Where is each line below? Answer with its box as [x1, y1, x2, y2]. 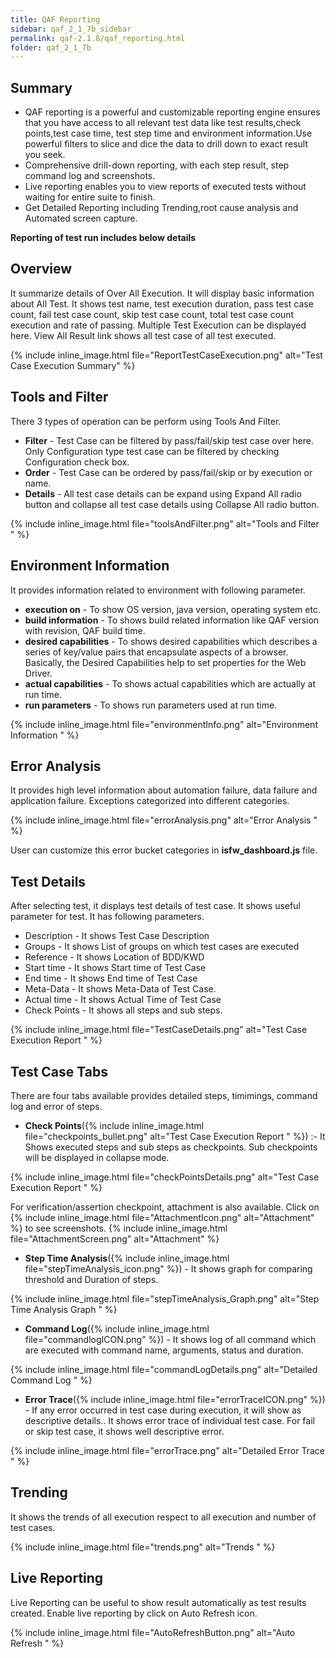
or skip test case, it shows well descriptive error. [24, 1425, 225, 1437]
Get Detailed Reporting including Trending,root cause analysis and [24, 202, 299, 214]
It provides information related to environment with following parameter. [10, 584, 306, 596]
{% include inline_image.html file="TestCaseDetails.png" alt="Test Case [10, 1024, 308, 1036]
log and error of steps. [10, 1100, 103, 1112]
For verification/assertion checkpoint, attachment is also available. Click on [10, 1201, 320, 1213]
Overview [10, 261, 73, 278]
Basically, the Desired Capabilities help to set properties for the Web [24, 656, 307, 668]
